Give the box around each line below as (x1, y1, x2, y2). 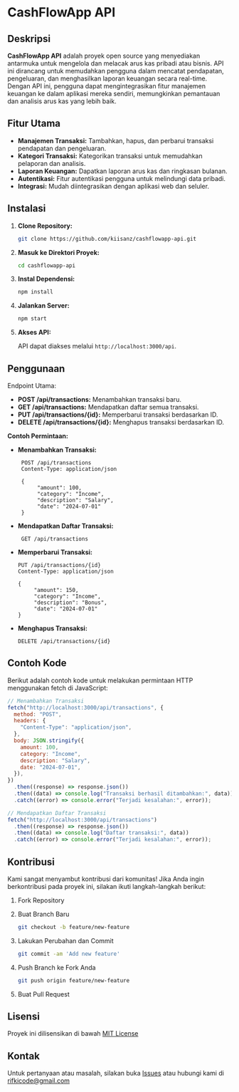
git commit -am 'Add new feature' (17, 950, 120, 957)
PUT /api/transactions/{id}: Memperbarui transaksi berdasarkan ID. (17, 410, 218, 419)
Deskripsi (7, 33, 51, 45)
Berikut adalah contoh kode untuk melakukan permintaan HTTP (7, 676, 193, 685)
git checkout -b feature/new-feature (17, 923, 130, 930)
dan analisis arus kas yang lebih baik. (7, 97, 117, 105)
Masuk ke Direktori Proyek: (17, 248, 100, 256)
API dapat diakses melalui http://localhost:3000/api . (17, 342, 176, 350)
